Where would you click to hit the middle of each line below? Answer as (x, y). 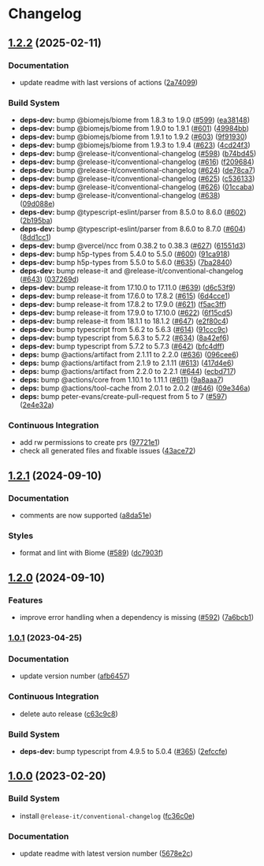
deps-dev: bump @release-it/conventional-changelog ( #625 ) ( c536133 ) (137, 179)
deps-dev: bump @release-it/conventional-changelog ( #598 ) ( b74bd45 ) (138, 154)
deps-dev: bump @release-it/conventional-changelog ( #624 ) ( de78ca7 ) (138, 170)
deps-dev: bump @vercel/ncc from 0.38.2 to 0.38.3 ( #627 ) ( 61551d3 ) (132, 246)
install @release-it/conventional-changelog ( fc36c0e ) (107, 816)
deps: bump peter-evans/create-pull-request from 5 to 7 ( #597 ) (123, 397)
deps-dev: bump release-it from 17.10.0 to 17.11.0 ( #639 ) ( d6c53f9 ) (127, 288)
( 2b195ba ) (36, 221)
